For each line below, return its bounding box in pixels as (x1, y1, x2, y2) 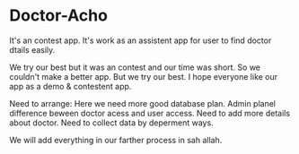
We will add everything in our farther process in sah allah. (9, 134, 223, 145)
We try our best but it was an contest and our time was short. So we (9, 62, 261, 73)
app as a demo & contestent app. (9, 81, 132, 91)
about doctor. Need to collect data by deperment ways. (9, 117, 214, 128)
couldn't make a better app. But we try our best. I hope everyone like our (9, 71, 278, 81)
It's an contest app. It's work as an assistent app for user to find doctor (9, 35, 272, 46)
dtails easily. (9, 44, 56, 55)
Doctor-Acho (9, 5, 108, 26)
